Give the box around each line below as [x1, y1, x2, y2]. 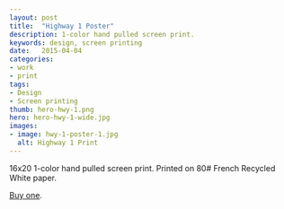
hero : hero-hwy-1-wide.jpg [9, 113, 111, 122]
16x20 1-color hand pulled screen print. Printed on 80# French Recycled [9, 162, 276, 173]
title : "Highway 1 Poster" [9, 22, 115, 30]
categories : [9, 55, 54, 64]
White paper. [9, 172, 57, 183]
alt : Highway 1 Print [17, 138, 99, 147]
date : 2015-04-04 [9, 47, 83, 56]
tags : [9, 80, 30, 89]
